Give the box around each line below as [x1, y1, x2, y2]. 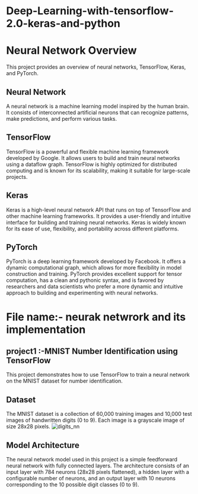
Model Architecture [6, 440, 80, 450]
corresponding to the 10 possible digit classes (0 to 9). [6, 481, 139, 488]
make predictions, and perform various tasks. [6, 115, 117, 122]
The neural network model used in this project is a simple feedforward [6, 456, 178, 463]
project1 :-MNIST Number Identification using [6, 346, 178, 356]
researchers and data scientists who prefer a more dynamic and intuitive [6, 283, 183, 290]
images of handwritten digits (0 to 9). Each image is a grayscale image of [6, 416, 185, 424]
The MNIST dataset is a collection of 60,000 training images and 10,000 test [6, 410, 193, 418]
